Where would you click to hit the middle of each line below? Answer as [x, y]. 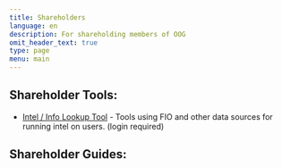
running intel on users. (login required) [93, 126]
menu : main [30, 59]
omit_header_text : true [54, 42]
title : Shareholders [48, 17]
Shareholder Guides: [68, 154]
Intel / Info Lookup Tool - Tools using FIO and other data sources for [147, 116]
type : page [30, 51]
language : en [34, 26]
